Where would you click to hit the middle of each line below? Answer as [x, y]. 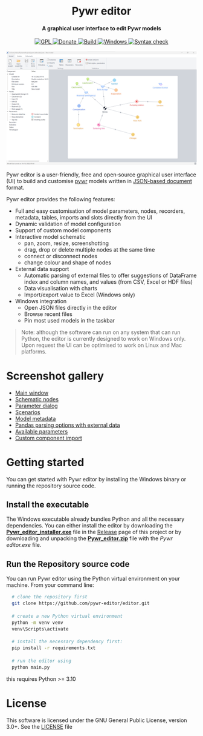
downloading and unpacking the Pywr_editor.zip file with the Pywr [90, 538]
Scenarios [27, 412]
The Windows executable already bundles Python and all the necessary [95, 519]
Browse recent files [48, 314]
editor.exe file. [24, 545]
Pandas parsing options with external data [67, 425]
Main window [32, 393]
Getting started [45, 462]
